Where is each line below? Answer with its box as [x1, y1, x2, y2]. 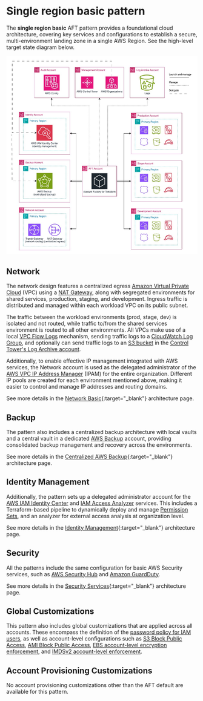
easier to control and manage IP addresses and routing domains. [6, 383, 168, 390]
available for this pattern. [6, 688, 68, 696]
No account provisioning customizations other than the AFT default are [6, 682, 184, 689]
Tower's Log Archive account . [6, 346, 81, 353]
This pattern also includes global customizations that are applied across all [6, 622, 193, 630]
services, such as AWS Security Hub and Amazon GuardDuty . [6, 570, 161, 578]
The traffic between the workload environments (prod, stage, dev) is [6, 314, 177, 321]
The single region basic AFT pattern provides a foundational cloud [6, 24, 173, 31]
